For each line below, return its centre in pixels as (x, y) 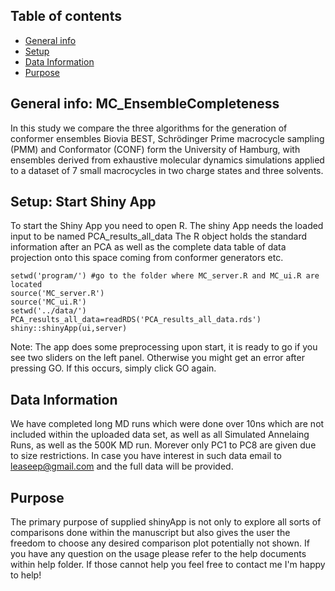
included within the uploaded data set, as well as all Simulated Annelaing (160, 435)
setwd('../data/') (48, 311)
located (26, 285)
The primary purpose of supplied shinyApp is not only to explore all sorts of (166, 522)
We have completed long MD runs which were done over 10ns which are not (167, 424)
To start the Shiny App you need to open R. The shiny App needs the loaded (167, 226)
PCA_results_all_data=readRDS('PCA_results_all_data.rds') (136, 320)
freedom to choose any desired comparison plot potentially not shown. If (160, 543)
